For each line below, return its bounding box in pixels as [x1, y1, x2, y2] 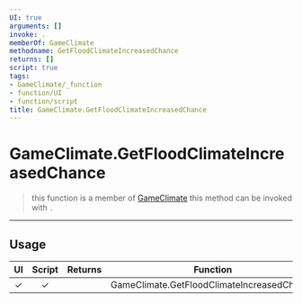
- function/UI [9, 88, 63, 97]
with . [31, 202, 54, 213]
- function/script [9, 96, 78, 106]
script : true [9, 64, 58, 73]
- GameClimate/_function [9, 80, 102, 89]
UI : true [9, 13, 42, 22]
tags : [9, 72, 30, 81]
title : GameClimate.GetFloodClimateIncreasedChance [9, 105, 207, 114]
